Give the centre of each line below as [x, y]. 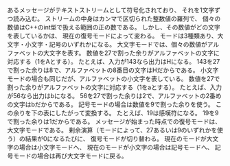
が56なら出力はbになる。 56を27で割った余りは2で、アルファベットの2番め [114, 96]
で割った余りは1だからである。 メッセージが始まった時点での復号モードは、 [114, 121]
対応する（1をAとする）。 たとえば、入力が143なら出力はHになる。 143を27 [114, 61]
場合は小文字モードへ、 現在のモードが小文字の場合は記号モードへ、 [116, 147]
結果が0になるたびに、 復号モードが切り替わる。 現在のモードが [116, 139]
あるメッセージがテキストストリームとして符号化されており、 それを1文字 [111, 10]
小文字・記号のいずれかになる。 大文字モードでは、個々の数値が [116, 44]
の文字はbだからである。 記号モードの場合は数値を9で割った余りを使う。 [111, 104]
